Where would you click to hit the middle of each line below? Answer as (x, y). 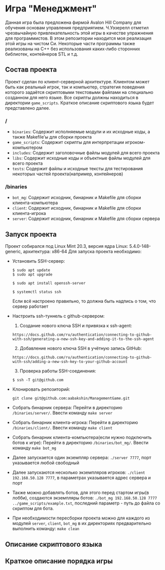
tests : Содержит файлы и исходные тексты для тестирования (78, 169)
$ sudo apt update (31, 270)
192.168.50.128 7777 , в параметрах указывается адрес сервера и (82, 478)
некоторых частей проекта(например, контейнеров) (68, 174)
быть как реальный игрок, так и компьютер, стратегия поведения (75, 87)
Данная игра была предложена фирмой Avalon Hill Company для (73, 22)
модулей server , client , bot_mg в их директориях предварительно (82, 523)
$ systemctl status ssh (37, 292)
